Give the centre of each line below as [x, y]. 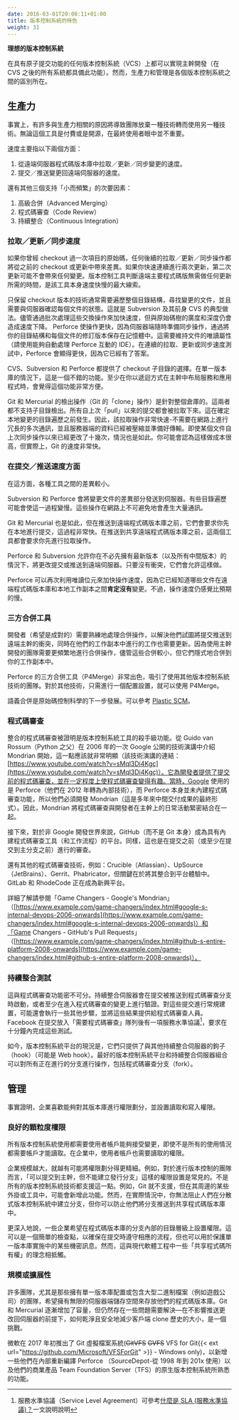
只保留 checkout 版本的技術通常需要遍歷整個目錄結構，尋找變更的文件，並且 [119, 300]
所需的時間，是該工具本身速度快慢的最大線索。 [76, 285]
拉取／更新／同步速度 [44, 241]
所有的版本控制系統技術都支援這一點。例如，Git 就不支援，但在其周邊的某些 [118, 1186]
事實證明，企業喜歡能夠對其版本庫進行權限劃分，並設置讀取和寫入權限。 [113, 1107]
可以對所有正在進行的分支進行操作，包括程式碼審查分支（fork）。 [102, 1064]
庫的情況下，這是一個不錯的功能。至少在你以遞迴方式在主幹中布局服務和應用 [119, 377]
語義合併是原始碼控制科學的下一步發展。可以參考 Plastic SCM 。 [101, 701]
